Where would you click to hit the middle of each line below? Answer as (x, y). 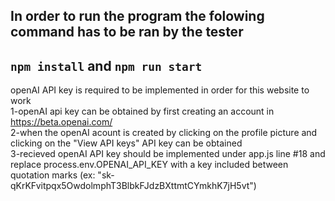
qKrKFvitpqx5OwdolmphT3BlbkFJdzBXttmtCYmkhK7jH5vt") (133, 186)
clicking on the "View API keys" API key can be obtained (126, 143)
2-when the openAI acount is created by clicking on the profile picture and (164, 133)
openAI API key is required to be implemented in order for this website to (160, 90)
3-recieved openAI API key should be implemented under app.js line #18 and (168, 154)
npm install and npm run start (106, 65)
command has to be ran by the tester (127, 32)
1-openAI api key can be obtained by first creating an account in (142, 111)
